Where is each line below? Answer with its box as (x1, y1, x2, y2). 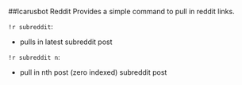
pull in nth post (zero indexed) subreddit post (19, 68, 167, 77)
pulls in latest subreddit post (19, 37, 113, 46)
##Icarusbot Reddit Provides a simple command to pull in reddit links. (8, 7, 236, 16)
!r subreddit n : (8, 53, 61, 61)
